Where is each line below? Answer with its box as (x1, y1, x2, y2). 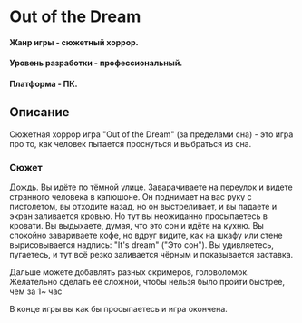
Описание (9, 104, 70, 120)
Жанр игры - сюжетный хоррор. (9, 36, 139, 47)
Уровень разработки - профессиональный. (9, 57, 183, 69)
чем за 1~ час (9, 286, 63, 297)
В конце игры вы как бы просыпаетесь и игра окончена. (9, 304, 229, 315)
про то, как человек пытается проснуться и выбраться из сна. (9, 138, 252, 149)
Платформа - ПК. (9, 78, 79, 89)
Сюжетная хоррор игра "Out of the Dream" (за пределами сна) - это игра (9, 129, 294, 140)
